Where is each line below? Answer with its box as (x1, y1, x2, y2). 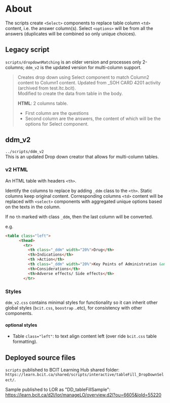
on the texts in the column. (5, 204, 61, 210)
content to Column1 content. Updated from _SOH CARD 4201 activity (17, 79, 161, 85)
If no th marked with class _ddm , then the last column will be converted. (5, 213, 153, 220)
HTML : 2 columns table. (17, 100, 68, 106)
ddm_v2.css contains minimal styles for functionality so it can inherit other (5, 299, 158, 305)
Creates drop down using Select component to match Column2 (17, 74, 149, 80)
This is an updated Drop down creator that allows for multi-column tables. (5, 153, 159, 160)
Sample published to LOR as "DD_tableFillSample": (5, 386, 111, 392)
